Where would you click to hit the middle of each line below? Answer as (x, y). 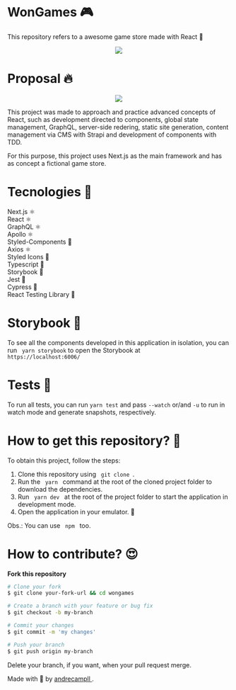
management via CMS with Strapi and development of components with (112, 135)
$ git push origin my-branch (50, 651)
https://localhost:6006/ (44, 357)
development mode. (47, 504)
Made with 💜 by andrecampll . (51, 679)
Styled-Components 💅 (40, 242)
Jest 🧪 (17, 279)
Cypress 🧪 (22, 287)
